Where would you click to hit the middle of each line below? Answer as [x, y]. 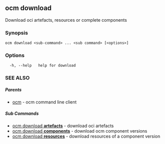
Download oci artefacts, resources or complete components [66, 20]
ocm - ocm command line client [44, 102]
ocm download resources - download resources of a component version [86, 136]
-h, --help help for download [43, 66]
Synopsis [16, 33]
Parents [13, 90]
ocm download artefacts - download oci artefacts [63, 126]
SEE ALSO [17, 78]
